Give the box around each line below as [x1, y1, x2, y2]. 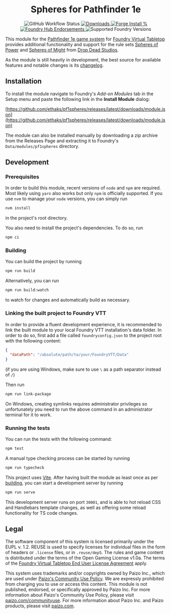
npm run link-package [5, 392, 52, 397]
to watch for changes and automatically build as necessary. [5, 297, 131, 303]
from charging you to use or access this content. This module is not [5, 581, 148, 587]
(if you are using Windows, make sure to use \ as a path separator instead [5, 366, 161, 372]
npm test [5, 446, 24, 451]
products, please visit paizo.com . [5, 603, 75, 609]
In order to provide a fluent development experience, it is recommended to [5, 321, 162, 327]
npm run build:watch [5, 288, 50, 293]
